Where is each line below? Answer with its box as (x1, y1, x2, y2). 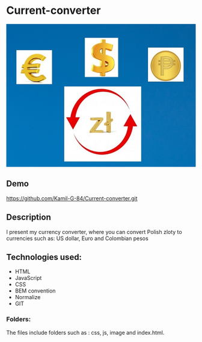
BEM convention (14, 287, 56, 294)
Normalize (14, 294, 41, 301)
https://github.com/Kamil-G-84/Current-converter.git (6, 194, 138, 202)
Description (6, 212, 51, 223)
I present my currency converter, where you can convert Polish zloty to (6, 228, 182, 235)
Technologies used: (6, 252, 82, 262)
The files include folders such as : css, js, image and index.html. (6, 329, 165, 336)
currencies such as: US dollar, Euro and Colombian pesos (6, 235, 148, 242)
